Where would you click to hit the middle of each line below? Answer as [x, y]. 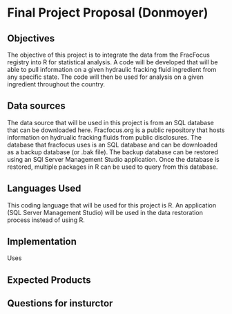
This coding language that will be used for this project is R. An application [112, 205]
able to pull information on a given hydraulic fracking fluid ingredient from [112, 70]
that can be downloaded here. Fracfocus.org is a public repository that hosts [116, 130]
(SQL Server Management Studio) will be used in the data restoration [105, 212]
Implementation [42, 242]
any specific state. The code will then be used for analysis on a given [105, 77]
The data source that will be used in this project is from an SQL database [110, 122]
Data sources [36, 106]
